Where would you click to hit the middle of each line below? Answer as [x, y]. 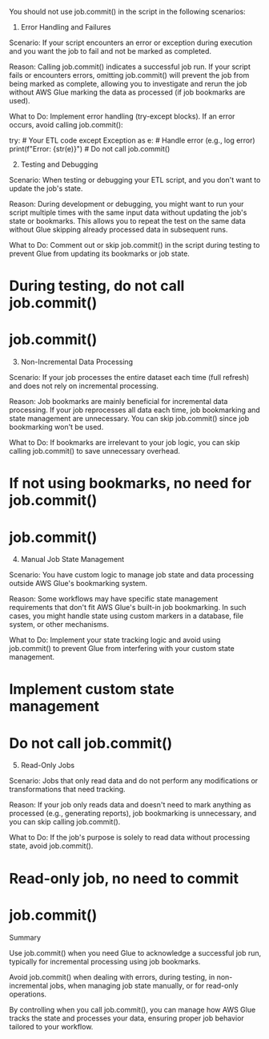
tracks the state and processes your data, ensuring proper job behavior [127, 1018]
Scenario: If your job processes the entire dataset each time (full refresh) [129, 378]
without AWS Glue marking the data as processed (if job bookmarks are [127, 92]
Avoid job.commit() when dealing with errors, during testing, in [112, 976]
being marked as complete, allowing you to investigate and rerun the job [128, 84]
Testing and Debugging [59, 164]
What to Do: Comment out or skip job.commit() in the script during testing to [134, 245]
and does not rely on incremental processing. [84, 386]
